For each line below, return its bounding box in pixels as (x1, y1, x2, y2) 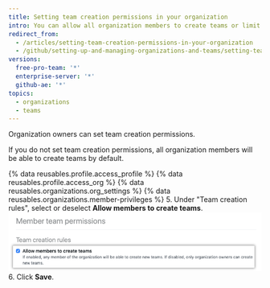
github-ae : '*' (15, 80, 67, 88)
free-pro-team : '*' (15, 64, 81, 72)
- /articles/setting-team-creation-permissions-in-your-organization (15, 39, 253, 47)
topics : (8, 89, 35, 97)
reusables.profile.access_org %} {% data (8, 178, 145, 187)
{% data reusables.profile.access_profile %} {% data (8, 169, 183, 179)
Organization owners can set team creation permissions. (8, 130, 195, 139)
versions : (8, 56, 42, 64)
